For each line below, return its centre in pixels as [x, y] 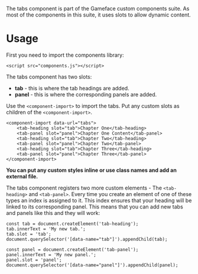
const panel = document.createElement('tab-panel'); [72, 249]
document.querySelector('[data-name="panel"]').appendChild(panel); [92, 265]
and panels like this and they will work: [53, 213]
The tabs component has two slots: [49, 77]
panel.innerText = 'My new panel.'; [51, 255]
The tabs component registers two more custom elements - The [84, 188]
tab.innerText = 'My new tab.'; [46, 229]
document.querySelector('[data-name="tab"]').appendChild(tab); [87, 239]
